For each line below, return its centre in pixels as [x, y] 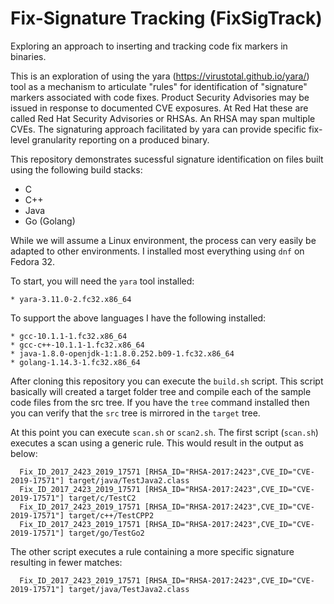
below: [24, 453]
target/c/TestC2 [102, 498]
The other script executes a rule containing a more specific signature [152, 551]
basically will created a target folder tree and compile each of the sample [161, 391]
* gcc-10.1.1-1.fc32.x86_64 [69, 336]
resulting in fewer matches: [66, 562]
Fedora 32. [33, 261]
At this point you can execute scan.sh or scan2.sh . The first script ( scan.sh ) [164, 432]
